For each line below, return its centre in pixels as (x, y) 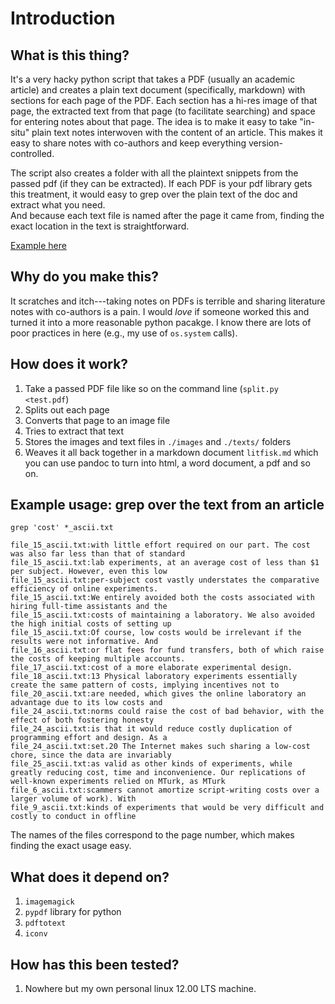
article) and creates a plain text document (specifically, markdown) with (158, 90)
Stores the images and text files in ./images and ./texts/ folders (158, 441)
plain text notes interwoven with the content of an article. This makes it (177, 132)
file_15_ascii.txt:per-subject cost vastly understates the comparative (165, 580)
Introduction (63, 18)
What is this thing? (70, 55)
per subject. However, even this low (89, 572)
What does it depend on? (90, 877)
